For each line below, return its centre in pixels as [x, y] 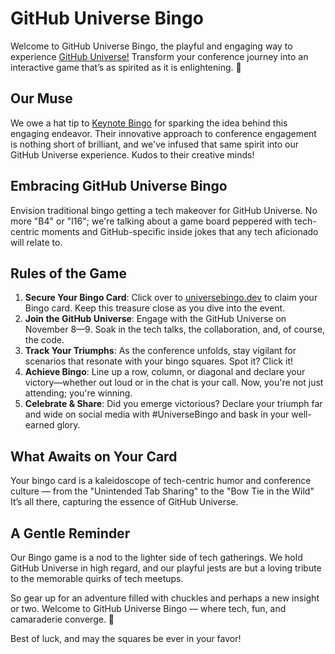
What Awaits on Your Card [94, 456]
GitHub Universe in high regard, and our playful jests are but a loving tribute [166, 568]
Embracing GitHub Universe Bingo [119, 186]
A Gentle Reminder [70, 533]
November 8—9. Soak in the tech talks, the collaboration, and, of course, [175, 329]
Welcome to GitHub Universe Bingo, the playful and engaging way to [151, 46]
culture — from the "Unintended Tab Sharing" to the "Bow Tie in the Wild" [162, 491]
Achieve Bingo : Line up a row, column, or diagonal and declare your [165, 372]
